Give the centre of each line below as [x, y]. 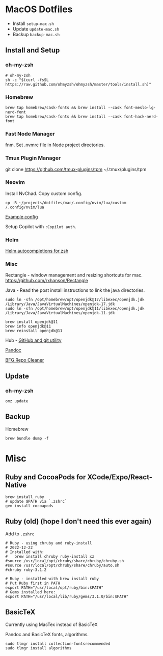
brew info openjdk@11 [28, 326]
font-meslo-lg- [140, 107]
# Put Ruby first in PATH [33, 583]
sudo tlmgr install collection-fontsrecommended [58, 644]
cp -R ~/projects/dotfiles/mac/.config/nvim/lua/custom [66, 203]
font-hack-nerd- [141, 116]
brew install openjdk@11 [32, 322]
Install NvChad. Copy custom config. [44, 193]
